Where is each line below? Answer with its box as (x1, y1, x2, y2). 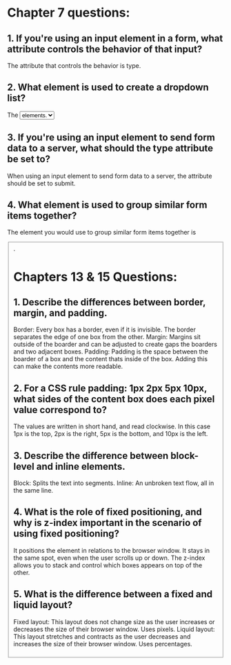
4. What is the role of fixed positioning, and (13, 507, 202, 518)
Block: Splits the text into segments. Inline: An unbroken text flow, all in (13, 479, 214, 487)
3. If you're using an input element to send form (7, 131, 216, 143)
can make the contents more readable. (13, 362, 123, 371)
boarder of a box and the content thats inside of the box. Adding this (13, 355, 208, 363)
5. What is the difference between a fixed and (13, 588, 213, 600)
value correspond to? (13, 403, 108, 416)
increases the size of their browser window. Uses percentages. (13, 639, 193, 648)
